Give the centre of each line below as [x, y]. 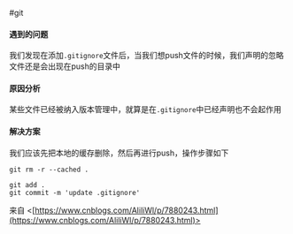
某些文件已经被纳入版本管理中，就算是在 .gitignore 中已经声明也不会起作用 [145, 109]
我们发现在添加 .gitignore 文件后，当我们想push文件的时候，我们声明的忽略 [147, 56]
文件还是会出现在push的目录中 [65, 66]
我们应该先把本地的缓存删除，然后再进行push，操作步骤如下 [119, 153]
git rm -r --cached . [49, 170]
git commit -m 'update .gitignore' [75, 192]
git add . [27, 185]
